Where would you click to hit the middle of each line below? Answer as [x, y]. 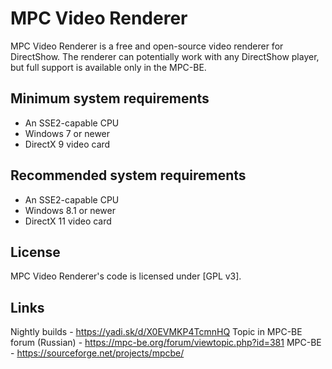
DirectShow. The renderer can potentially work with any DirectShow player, [165, 56]
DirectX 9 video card [67, 144]
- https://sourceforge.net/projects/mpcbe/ [97, 353]
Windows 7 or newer [67, 133]
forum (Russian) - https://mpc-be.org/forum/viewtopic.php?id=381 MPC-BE [166, 343]
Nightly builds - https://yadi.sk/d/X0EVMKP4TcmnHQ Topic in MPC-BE [156, 332]
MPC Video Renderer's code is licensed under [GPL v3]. [126, 276]
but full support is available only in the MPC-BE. [108, 67]
